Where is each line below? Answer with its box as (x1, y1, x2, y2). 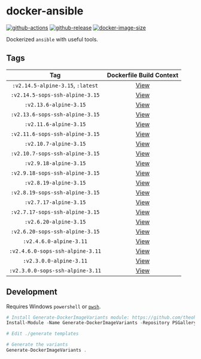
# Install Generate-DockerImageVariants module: (6, 314, 130, 321)
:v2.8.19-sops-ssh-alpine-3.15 (11, 189, 100, 196)
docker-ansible (6, 4, 84, 18)
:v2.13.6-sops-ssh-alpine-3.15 (11, 111, 100, 118)
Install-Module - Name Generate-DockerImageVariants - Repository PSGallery (6, 320, 197, 326)
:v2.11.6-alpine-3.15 (24, 121, 86, 127)
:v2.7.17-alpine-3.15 (24, 199, 86, 205)
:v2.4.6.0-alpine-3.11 (23, 238, 88, 244)
